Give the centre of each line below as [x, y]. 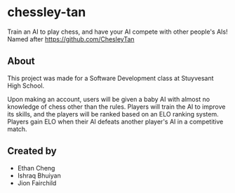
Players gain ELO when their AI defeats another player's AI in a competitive [115, 121]
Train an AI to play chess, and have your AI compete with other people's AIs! [117, 32]
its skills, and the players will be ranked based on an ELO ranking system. [113, 114]
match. [17, 129]
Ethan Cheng [36, 168]
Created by [32, 151]
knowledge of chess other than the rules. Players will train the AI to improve [116, 107]
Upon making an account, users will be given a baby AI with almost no [109, 99]
